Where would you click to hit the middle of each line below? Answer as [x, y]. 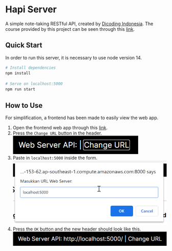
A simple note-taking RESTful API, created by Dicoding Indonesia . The [79, 24]
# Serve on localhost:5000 [34, 84]
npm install [18, 73]
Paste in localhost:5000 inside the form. [55, 158]
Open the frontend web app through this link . [60, 127]
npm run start [20, 89]
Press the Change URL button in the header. [57, 133]
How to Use [24, 105]
